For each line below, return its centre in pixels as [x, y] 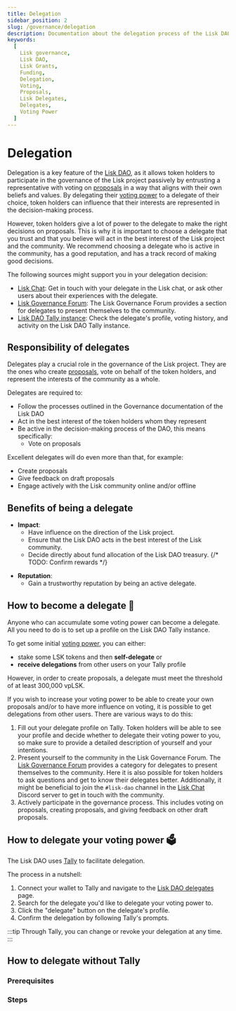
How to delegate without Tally [74, 961]
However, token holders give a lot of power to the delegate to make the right [117, 223]
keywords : [22, 40]
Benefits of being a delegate [70, 508]
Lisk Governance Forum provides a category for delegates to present [117, 765]
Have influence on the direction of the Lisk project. [101, 533]
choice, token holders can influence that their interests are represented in [113, 202]
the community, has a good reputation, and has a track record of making [112, 253]
